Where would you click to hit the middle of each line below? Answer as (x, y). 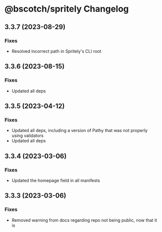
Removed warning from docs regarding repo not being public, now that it (84, 220)
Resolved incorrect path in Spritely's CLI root (56, 51)
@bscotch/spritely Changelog (67, 9)
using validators (28, 136)
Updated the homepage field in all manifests (56, 180)
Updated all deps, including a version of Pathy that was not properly (80, 131)
